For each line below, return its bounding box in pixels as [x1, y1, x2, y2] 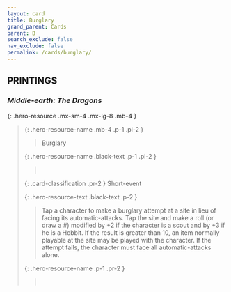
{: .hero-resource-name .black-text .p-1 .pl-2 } [24, 152, 157, 160]
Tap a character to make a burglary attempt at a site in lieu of [41, 206, 217, 215]
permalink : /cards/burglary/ [7, 49, 92, 56]
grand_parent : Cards [7, 23, 67, 30]
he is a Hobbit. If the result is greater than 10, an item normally [41, 228, 220, 237]
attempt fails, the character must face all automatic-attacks [41, 243, 212, 252]
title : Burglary [7, 17, 54, 24]
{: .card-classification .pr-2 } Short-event [24, 179, 142, 187]
